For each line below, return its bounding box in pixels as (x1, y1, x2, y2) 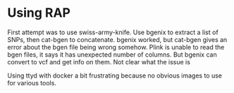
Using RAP (7, 5, 70, 21)
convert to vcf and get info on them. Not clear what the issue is (7, 57, 190, 66)
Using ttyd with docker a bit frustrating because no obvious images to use (7, 71, 223, 80)
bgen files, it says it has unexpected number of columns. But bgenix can (7, 50, 217, 59)
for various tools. (7, 78, 56, 87)
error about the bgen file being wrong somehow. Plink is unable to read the (7, 43, 225, 51)
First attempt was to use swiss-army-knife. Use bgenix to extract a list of (7, 28, 218, 36)
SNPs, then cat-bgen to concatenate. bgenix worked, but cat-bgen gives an (7, 35, 228, 43)
